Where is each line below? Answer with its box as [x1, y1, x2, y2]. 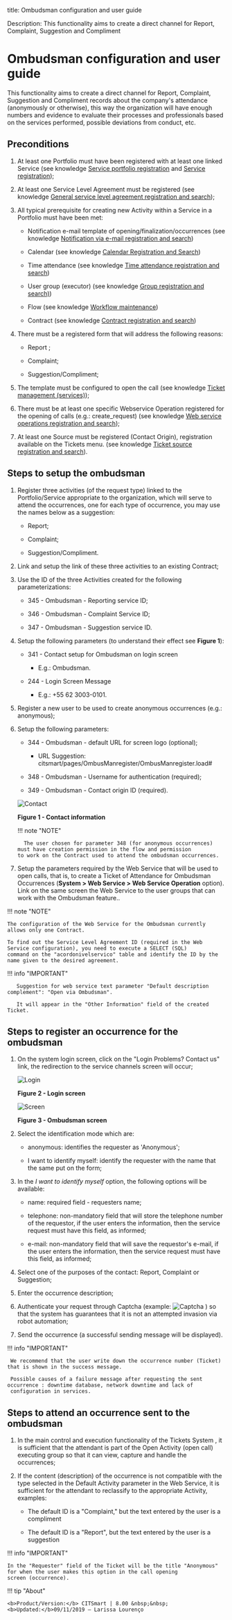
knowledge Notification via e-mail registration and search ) [27, 234, 194, 242]
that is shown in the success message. [7, 1364, 123, 1371]
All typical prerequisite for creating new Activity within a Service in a [17, 206, 213, 214]
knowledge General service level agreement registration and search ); [17, 192, 215, 201]
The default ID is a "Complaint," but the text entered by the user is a [27, 1507, 221, 1516]
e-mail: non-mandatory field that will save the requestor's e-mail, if [27, 1240, 219, 1248]
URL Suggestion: [37, 752, 87, 760]
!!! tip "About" [7, 1587, 46, 1595]
